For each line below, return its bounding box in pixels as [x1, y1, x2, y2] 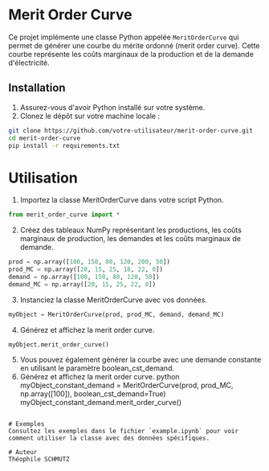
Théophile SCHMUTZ [8, 456, 70, 464]
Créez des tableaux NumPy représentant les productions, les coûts [19, 225, 243, 235]
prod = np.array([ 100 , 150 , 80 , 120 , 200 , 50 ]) [8, 258, 171, 266]
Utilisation [8, 169, 78, 186]
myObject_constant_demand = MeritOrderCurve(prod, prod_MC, [19, 380, 234, 391]
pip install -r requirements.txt [8, 141, 120, 149]
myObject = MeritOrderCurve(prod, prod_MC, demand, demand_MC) [8, 310, 225, 318]
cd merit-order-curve [8, 134, 81, 142]
